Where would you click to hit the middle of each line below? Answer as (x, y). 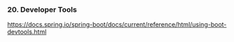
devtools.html (27, 32)
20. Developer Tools (42, 10)
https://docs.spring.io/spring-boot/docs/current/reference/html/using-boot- (117, 25)
